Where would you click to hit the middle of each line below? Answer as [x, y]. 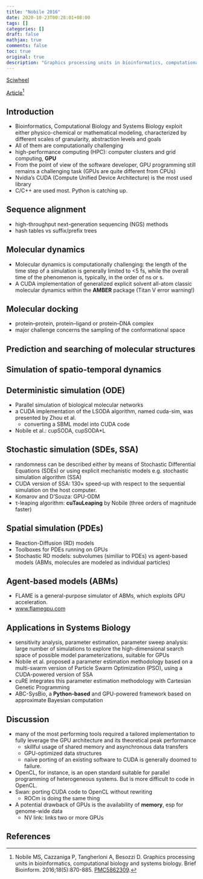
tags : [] [17, 23]
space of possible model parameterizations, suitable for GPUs [92, 655]
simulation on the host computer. [56, 490]
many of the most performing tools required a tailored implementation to [105, 734]
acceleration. [31, 602]
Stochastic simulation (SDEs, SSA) [72, 450]
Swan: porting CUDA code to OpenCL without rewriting [83, 792]
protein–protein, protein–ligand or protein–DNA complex [84, 323]
